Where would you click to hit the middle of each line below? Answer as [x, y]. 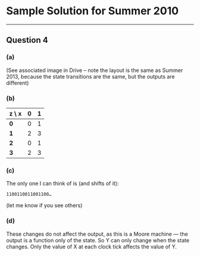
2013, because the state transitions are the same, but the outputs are [90, 76]
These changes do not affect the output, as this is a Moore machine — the [97, 234]
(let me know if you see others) [44, 205]
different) [18, 83]
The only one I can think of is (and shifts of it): [62, 183]
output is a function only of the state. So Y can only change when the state [98, 240]
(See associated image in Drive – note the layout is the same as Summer [95, 70]
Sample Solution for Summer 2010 [93, 11]
